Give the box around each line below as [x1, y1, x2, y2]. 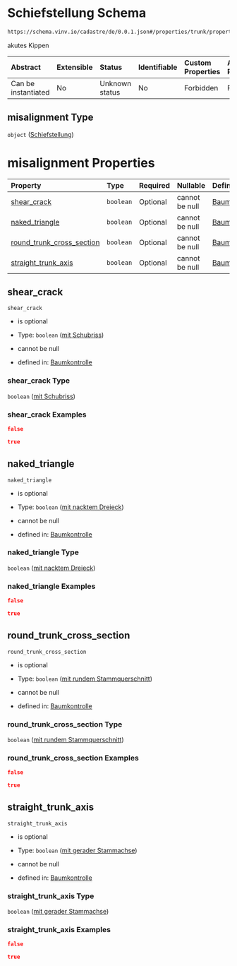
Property [11, 180, 42, 190]
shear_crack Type [7, 376, 71, 386]
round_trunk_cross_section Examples [7, 753, 139, 763]
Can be [11, 78, 35, 88]
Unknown [99, 78, 132, 88]
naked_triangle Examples [7, 581, 96, 591]
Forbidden [184, 83, 219, 93]
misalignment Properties [7, 155, 155, 171]
